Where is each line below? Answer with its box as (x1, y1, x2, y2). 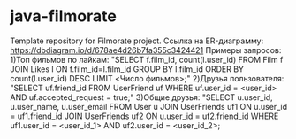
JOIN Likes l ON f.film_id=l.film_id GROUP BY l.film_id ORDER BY (10, 64, 245, 74)
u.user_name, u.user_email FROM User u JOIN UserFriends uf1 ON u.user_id (10, 101, 288, 112)
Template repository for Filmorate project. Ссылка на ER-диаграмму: (10, 35, 264, 46)
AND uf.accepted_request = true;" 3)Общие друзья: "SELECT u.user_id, (10, 91, 273, 103)
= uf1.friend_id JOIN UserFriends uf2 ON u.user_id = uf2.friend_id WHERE (10, 111, 279, 121)
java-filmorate (10, 6, 118, 27)
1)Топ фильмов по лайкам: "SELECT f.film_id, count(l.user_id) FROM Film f (10, 54, 284, 65)
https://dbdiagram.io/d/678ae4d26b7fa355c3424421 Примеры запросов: (10, 44, 282, 55)
